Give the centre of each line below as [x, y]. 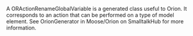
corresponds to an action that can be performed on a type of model [90, 15]
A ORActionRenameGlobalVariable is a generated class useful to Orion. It [96, 9]
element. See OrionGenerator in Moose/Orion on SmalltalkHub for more [95, 21]
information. [21, 28]
